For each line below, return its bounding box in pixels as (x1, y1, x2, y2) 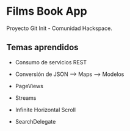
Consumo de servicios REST (15, 58, 87, 65)
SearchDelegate (15, 118, 56, 125)
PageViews (15, 82, 44, 89)
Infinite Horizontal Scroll (15, 106, 76, 113)
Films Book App (6, 4, 87, 18)
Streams (15, 94, 37, 102)
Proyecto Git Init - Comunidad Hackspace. (6, 24, 113, 32)
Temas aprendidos (6, 42, 79, 53)
